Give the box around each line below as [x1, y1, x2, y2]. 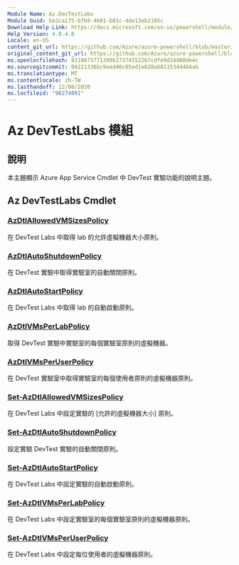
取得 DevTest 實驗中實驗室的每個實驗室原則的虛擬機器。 [7, 339, 172, 347]
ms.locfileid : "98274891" [7, 90, 84, 97]
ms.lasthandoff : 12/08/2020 [7, 83, 91, 90]
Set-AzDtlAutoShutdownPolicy [7, 428, 117, 438]
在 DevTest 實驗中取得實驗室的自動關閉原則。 [7, 268, 141, 277]
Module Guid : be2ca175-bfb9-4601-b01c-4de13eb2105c [7, 17, 164, 24]
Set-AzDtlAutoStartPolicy [7, 463, 98, 472]
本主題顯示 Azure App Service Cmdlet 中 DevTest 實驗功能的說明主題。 [7, 174, 216, 182]
